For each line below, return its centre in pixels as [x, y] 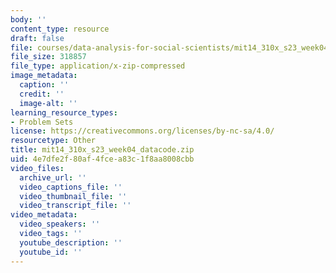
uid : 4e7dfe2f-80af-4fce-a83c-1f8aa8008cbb [102, 159]
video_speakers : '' [60, 224]
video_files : [37, 168]
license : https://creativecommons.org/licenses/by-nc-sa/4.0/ [142, 131]
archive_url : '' [53, 177]
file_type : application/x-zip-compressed [98, 66]
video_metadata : [44, 215]
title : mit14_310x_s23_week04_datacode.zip [102, 150]
